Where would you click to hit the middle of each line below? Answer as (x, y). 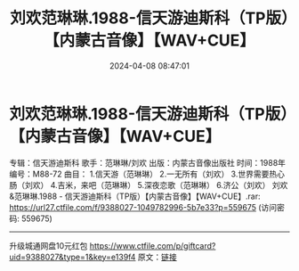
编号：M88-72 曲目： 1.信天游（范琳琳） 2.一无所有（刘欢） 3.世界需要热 (143, 174)
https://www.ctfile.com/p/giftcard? (153, 245)
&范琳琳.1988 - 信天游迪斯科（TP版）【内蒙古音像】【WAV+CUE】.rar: (135, 196)
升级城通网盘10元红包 (48, 245)
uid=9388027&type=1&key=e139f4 (73, 257)
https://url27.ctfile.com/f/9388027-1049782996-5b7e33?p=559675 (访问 (143, 207)
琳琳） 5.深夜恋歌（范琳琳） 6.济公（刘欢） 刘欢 (200, 185)
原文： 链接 (158, 257)
